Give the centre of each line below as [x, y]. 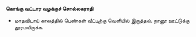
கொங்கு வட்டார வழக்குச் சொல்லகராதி [50, 9]
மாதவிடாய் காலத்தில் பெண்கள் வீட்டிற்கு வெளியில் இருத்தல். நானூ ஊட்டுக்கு [102, 21]
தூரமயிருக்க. [29, 27]
